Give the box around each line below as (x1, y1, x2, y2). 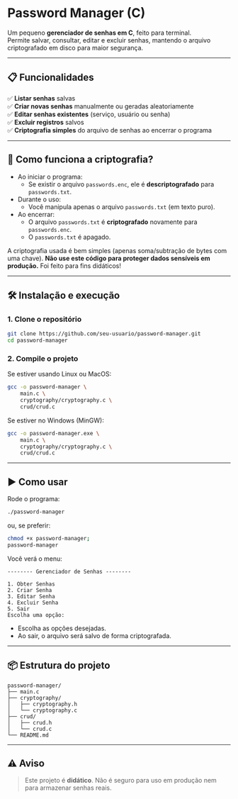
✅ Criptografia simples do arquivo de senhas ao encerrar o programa (7, 125, 212, 134)
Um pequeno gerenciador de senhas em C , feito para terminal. (7, 28, 192, 37)
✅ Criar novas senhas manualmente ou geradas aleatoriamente (7, 101, 194, 111)
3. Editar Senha (7, 593, 55, 600)
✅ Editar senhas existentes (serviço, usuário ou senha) (7, 110, 171, 118)
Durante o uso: (17, 195, 62, 203)
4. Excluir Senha (7, 599, 59, 606)
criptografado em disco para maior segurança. (7, 43, 144, 52)
